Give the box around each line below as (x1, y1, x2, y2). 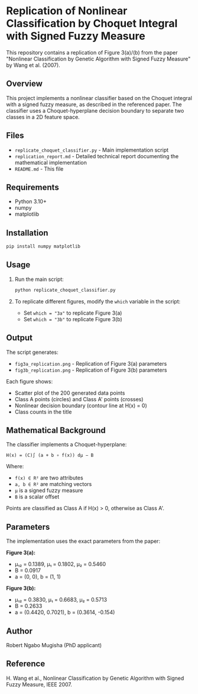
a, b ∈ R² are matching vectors (14, 481, 92, 488)
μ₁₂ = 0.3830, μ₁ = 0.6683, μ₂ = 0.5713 (14, 596, 108, 603)
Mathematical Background (6, 425, 106, 435)
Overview (6, 79, 43, 89)
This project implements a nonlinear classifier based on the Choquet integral (6, 94, 192, 101)
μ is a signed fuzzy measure (14, 487, 83, 494)
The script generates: (6, 348, 59, 356)
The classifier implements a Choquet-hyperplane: (6, 441, 127, 448)
